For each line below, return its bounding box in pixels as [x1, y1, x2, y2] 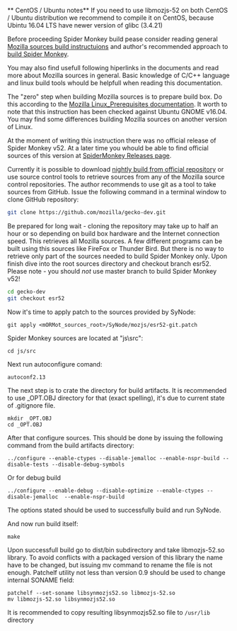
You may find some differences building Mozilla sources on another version [7, 115, 228, 123]
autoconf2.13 [7, 374, 46, 381]
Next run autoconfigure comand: [7, 359, 103, 368]
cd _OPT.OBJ [7, 421, 42, 428]
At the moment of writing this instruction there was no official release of [7, 136, 217, 145]
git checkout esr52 [7, 294, 65, 302]
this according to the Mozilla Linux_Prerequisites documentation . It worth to [7, 100, 228, 108]
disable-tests [7, 461, 50, 468]
